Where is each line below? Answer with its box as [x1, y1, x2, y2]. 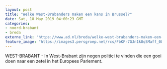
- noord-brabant [5, 26, 39, 31]
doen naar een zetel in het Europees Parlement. [5, 58, 103, 64]
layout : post [5, 7, 32, 12]
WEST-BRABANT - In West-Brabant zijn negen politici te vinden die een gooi [5, 53, 162, 59]
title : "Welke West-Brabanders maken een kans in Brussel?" [5, 12, 133, 17]
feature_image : [5, 39, 37, 44]
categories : [5, 21, 30, 26]
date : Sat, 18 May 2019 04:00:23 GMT [5, 16, 83, 21]
